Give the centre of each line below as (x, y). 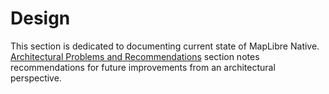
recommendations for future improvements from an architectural (143, 67)
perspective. (36, 78)
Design (40, 18)
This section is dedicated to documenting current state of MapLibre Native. (165, 46)
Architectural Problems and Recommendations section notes (135, 56)
